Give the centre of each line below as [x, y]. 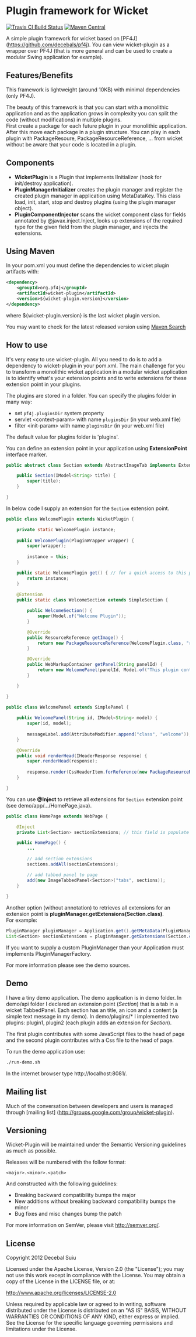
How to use [27, 345]
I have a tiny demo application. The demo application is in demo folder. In [94, 997]
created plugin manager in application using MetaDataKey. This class [97, 196]
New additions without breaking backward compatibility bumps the [95, 1201]
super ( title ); [44, 481]
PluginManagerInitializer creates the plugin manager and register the [98, 189]
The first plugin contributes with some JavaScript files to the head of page [95, 1034]
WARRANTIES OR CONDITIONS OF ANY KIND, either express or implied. [93, 1317]
